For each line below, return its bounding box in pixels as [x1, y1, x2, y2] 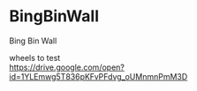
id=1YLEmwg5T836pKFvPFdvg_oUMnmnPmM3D [9, 71, 188, 81]
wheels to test [9, 52, 61, 63]
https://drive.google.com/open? [9, 62, 125, 72]
